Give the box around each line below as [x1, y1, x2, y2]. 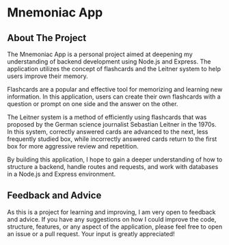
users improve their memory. [7, 72, 88, 80]
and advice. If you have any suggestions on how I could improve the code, [7, 215, 217, 223]
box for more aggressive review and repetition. [7, 142, 139, 150]
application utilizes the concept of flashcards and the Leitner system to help [7, 65, 221, 73]
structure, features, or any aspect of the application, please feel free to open [7, 222, 223, 231]
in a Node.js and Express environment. [7, 170, 116, 178]
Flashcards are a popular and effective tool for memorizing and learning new [7, 86, 223, 93]
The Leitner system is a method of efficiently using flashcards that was [7, 113, 207, 121]
